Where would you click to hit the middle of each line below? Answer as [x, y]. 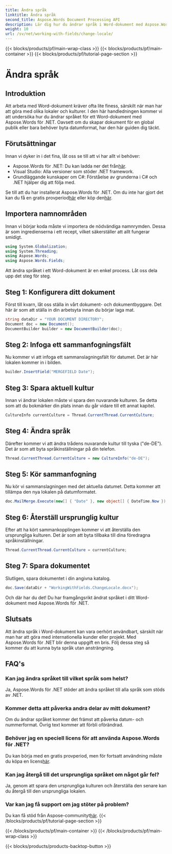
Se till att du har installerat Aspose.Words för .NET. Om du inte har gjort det [84, 192]
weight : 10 [17, 29]
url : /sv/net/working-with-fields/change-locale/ [59, 34]
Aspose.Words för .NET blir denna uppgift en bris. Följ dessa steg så [77, 642]
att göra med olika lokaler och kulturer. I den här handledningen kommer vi [84, 111]
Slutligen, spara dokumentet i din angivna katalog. [58, 578]
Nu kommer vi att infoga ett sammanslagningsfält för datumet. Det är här [82, 357]
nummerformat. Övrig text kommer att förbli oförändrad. [64, 725]
